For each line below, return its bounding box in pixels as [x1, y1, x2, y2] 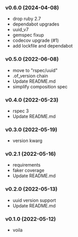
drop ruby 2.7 [12, 16, 42, 22]
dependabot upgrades [12, 21, 60, 27]
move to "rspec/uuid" [12, 67, 58, 73]
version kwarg [12, 137, 43, 144]
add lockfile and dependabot [12, 43, 73, 49]
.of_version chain [12, 73, 48, 79]
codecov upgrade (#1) [12, 37, 59, 43]
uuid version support [12, 197, 56, 203]
